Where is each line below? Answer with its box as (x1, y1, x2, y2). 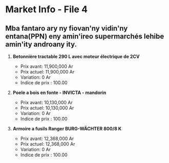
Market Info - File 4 (5, 4, 88, 15)
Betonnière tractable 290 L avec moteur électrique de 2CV (12, 54, 140, 59)
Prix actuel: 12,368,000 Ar (20, 141, 75, 147)
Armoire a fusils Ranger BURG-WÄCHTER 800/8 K (12, 126, 122, 131)
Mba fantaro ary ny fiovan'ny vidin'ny (5, 24, 128, 33)
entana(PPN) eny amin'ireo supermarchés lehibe (5, 32, 164, 40)
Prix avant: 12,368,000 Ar (20, 135, 74, 142)
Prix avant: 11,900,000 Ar (20, 63, 73, 69)
